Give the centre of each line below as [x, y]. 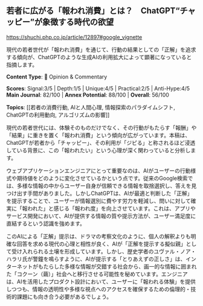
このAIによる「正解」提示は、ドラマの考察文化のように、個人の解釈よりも [99, 236]
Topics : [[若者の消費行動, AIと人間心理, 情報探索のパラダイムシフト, [91, 107]
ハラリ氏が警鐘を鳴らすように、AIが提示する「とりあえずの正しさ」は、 [96, 259]
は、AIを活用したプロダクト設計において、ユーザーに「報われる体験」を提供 [101, 281]
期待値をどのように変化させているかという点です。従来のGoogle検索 [102, 178]
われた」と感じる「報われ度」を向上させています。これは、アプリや [111, 208]
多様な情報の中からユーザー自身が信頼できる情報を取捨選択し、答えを [104, 185]
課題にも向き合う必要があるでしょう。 [64, 296]
